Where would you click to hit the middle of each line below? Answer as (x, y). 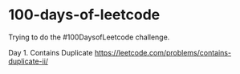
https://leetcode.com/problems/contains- (163, 52)
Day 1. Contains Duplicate (51, 52)
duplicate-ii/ (28, 61)
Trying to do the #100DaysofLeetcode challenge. (89, 37)
